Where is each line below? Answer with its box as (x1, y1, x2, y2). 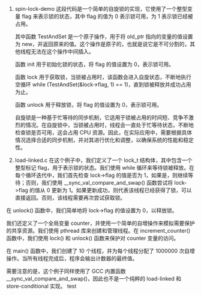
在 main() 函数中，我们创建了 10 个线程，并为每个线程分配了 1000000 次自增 (6, 248, 195, 254)
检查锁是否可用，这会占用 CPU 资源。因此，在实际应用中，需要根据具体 (14, 129, 193, 136)
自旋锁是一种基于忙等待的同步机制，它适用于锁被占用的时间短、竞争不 (14, 114, 189, 121)
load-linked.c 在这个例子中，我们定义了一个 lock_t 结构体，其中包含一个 (14, 156, 193, 164)
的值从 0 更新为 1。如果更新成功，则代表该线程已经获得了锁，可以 (29, 186, 192, 194)
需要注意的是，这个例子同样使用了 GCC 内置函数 (6, 267, 126, 275)
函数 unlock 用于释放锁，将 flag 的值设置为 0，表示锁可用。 (14, 101, 163, 108)
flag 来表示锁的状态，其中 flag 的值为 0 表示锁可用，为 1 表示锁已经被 (22, 13, 193, 20)
